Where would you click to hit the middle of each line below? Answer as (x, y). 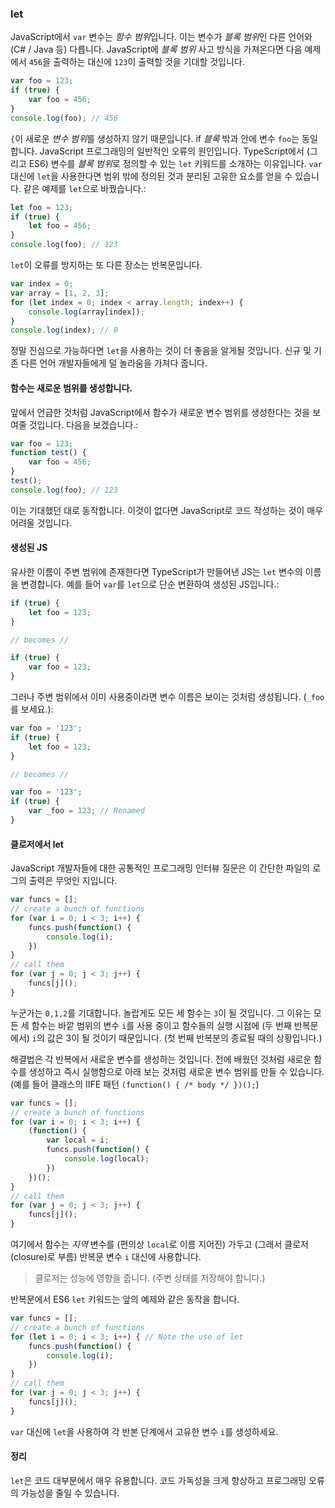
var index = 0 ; (42, 284)
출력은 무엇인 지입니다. (73, 881)
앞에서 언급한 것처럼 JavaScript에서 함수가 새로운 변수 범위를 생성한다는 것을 (160, 412)
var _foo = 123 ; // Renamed (86, 811)
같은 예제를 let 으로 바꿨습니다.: (85, 188)
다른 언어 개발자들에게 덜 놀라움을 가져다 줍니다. (114, 363)
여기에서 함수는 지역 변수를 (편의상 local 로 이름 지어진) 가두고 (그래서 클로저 (159, 1244)
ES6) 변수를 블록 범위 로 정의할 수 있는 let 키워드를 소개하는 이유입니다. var (175, 163)
